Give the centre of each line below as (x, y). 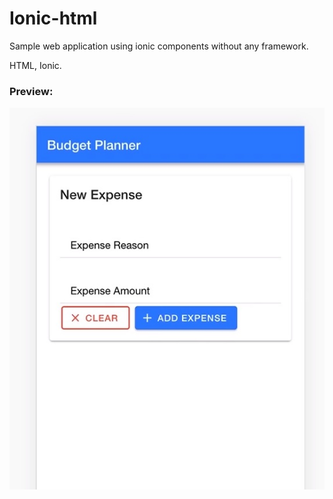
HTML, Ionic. (35, 65)
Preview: (31, 91)
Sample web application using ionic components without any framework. (159, 46)
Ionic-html (53, 18)
